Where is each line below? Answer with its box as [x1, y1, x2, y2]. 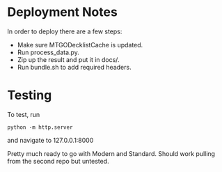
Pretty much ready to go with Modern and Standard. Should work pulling [7, 149, 216, 157]
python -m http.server [7, 123, 73, 131]
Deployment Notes [7, 4, 118, 20]
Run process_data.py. [17, 48, 80, 56]
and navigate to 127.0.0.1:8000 [7, 136, 94, 144]
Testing [7, 88, 52, 103]
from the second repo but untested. [7, 157, 109, 165]
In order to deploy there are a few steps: [7, 27, 122, 36]
